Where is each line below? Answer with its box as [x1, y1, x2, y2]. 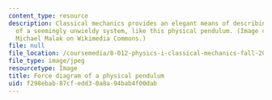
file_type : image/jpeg [8, 57, 85, 65]
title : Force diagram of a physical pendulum [8, 72, 164, 80]
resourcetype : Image [8, 65, 79, 73]
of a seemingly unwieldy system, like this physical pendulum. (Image [15, 27, 259, 35]
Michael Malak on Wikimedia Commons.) [15, 34, 147, 43]
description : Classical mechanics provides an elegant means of [8, 19, 230, 27]
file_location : [8, 49, 60, 57]
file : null [8, 42, 45, 50]
